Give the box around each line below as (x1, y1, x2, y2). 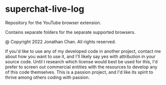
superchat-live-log (5, 3, 84, 15)
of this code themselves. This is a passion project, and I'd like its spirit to (5, 69, 154, 75)
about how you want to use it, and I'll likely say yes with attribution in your (5, 53, 156, 59)
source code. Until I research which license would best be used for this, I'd (5, 58, 158, 64)
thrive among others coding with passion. (5, 74, 90, 80)
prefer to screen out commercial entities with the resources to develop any (5, 64, 158, 70)
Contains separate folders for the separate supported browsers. (5, 29, 136, 35)
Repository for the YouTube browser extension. (5, 20, 102, 26)
